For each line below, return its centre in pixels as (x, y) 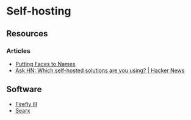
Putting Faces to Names (45, 64)
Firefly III (26, 104)
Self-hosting (39, 11)
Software (24, 89)
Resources (27, 34)
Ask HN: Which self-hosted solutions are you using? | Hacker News (100, 70)
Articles (18, 51)
